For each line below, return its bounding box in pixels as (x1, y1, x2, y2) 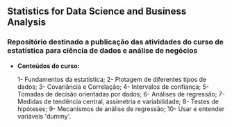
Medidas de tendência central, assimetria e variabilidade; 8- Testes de (17, 97, 219, 105)
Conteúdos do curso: (17, 62, 80, 70)
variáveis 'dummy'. (17, 112, 72, 120)
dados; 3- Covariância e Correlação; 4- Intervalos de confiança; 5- (17, 83, 210, 91)
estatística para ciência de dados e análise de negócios (7, 46, 198, 56)
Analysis (7, 17, 47, 28)
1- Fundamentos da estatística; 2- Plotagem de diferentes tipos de (17, 75, 207, 83)
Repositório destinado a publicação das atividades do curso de (7, 37, 224, 47)
